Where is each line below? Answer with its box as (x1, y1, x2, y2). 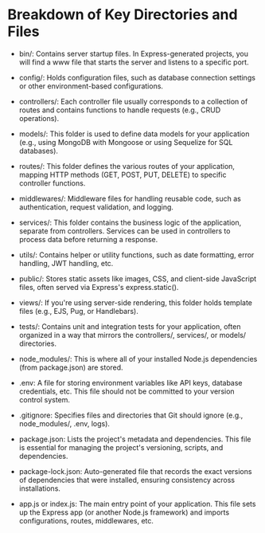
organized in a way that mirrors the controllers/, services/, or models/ (18, 330, 247, 339)
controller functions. (18, 178, 86, 188)
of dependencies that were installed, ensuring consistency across (18, 475, 236, 484)
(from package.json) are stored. (18, 363, 124, 372)
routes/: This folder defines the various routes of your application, (18, 161, 236, 170)
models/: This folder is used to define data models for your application (18, 129, 250, 139)
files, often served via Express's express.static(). (18, 282, 179, 292)
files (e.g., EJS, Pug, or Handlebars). (18, 306, 138, 315)
